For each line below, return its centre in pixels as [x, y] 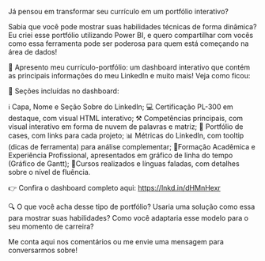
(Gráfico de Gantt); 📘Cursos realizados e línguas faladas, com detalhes [124, 164]
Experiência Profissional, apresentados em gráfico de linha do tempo [121, 155]
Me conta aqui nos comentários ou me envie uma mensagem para [116, 242]
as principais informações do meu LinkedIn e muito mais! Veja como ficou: [129, 76]
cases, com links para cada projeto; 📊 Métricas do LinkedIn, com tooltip [126, 135]
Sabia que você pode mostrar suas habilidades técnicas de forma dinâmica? [132, 26]
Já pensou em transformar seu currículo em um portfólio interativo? [119, 11]
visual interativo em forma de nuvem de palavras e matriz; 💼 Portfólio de [126, 127]
